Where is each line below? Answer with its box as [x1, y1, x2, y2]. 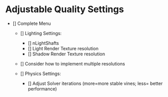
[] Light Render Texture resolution [27, 45, 99, 51]
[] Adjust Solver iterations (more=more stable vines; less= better [27, 80, 163, 86]
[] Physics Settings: [20, 70, 61, 77]
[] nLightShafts [27, 40, 60, 46]
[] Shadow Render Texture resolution [27, 51, 105, 57]
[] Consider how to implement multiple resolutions [20, 60, 125, 67]
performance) [27, 85, 57, 92]
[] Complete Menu [12, 20, 51, 26]
